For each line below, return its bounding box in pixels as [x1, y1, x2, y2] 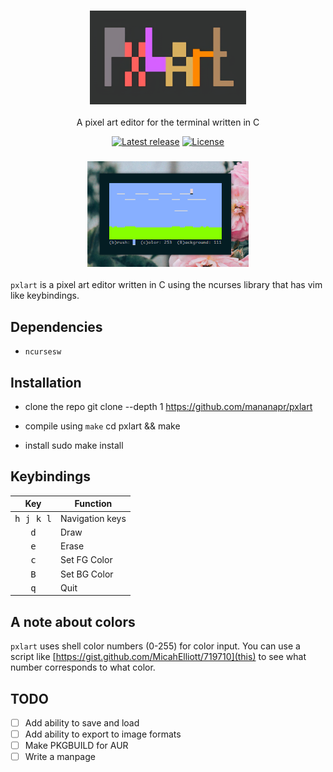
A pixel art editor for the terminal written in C [76, 116, 260, 129]
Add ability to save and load [24, 716, 140, 729]
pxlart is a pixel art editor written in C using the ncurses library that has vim [10, 279, 323, 291]
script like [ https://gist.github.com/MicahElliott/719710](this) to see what [10, 651, 307, 663]
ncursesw [24, 347, 62, 357]
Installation [10, 374, 82, 391]
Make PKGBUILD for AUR [24, 740, 129, 752]
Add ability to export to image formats [24, 728, 182, 740]
